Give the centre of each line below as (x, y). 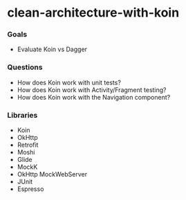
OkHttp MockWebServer (52, 174)
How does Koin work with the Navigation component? (94, 97)
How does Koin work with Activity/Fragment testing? (92, 90)
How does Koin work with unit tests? (69, 82)
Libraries (22, 115)
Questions (25, 67)
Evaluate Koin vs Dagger (52, 49)
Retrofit (28, 145)
